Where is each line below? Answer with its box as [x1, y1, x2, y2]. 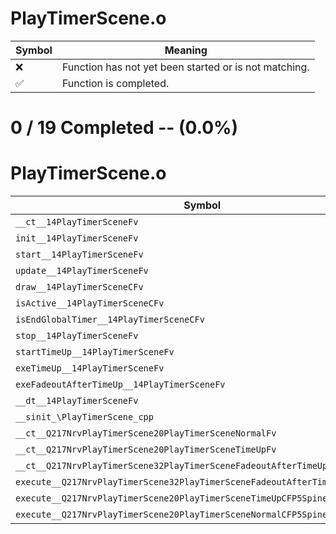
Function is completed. [61, 76, 170, 90]
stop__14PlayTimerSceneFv [15, 330, 139, 342]
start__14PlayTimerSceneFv [15, 249, 144, 261]
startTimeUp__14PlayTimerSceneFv [15, 347, 175, 358]
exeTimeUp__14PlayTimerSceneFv [15, 363, 165, 374]
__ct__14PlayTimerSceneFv [15, 217, 139, 228]
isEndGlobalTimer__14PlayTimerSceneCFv [15, 314, 205, 326]
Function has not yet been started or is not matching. [61, 60, 310, 74]
